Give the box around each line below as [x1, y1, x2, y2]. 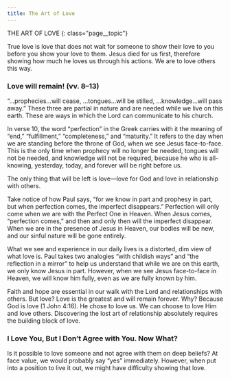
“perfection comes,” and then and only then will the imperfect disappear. [7, 217, 213, 225]
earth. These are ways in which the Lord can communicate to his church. [7, 111, 214, 119]
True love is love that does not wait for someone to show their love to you [7, 42, 215, 50]
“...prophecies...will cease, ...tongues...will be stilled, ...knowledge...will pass [7, 97, 222, 105]
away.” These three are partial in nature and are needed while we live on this [7, 104, 223, 112]
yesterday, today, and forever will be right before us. [34, 161, 183, 169]
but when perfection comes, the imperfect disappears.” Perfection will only [7, 202, 220, 210]
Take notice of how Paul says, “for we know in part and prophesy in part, [7, 195, 213, 203]
